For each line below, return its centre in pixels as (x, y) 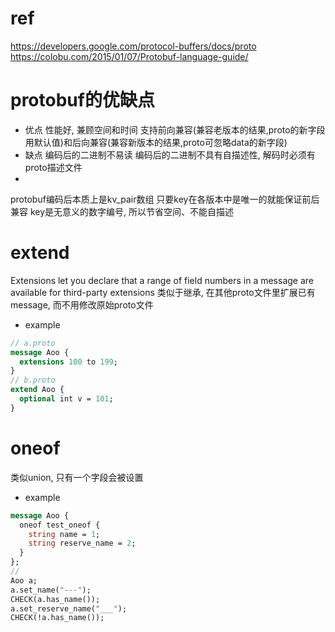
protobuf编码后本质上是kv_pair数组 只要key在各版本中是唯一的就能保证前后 (165, 199)
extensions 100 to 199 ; (68, 362)
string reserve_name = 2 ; (82, 543)
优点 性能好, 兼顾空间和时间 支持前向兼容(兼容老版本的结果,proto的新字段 (175, 129)
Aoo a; (24, 580)
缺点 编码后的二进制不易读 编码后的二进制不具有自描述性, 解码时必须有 (170, 154)
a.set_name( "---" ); (51, 590)
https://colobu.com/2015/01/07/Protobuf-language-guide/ (129, 56)
